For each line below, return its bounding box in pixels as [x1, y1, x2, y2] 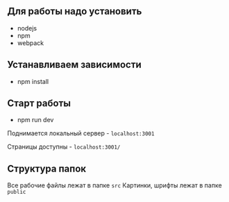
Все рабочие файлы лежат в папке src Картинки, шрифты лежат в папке [7, 181, 222, 190]
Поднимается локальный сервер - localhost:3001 [7, 129, 155, 137]
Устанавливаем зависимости [7, 59, 142, 71]
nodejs [17, 24, 37, 32]
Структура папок [7, 162, 87, 174]
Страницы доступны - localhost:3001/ [7, 142, 121, 151]
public [7, 189, 26, 196]
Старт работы [7, 97, 71, 110]
